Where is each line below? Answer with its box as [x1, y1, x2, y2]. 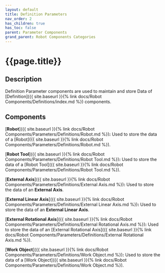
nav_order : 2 [5, 16, 32, 21]
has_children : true [5, 21, 45, 26]
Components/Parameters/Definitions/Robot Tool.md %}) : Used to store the [5, 156, 157, 162]
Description [5, 75, 42, 83]
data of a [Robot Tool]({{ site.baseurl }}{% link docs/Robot [5, 162, 124, 167]
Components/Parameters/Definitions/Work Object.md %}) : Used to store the [5, 251, 161, 258]
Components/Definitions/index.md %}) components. [5, 99, 112, 105]
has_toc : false [5, 26, 36, 30]
